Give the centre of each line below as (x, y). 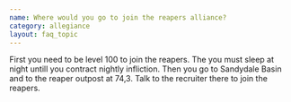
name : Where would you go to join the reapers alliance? (118, 17)
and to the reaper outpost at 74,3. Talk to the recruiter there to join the (138, 79)
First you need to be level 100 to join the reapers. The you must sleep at (142, 60)
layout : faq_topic (44, 34)
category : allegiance (50, 26)
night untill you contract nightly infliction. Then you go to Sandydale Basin (145, 69)
